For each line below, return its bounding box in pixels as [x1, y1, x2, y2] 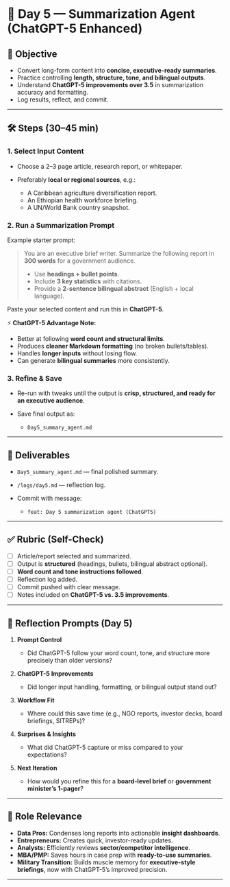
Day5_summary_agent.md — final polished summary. [16, 468, 159, 476]
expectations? [27, 750, 67, 759]
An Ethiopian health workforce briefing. [27, 196, 138, 204]
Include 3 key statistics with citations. [34, 277, 142, 285]
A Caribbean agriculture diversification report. [27, 189, 157, 197]
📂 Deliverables [7, 449, 71, 461]
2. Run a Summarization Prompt [7, 220, 115, 230]
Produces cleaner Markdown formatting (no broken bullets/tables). [16, 342, 209, 350]
